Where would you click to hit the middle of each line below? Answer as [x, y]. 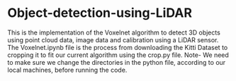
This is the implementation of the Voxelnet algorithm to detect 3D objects [114, 32]
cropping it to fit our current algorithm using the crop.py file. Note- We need [118, 55]
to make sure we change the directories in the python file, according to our [117, 62]
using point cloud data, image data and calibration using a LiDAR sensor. [113, 39]
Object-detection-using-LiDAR [100, 13]
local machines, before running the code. [67, 70]
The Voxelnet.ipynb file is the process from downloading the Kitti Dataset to [118, 47]
